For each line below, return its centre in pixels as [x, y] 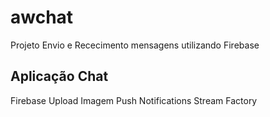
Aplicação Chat [59, 76]
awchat [42, 17]
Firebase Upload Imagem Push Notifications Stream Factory [134, 100]
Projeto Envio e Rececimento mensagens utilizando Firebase [135, 45]
